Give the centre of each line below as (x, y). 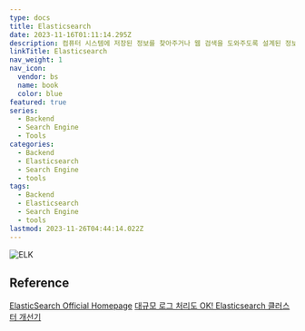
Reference (39, 282)
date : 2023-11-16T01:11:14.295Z (70, 34)
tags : (20, 187)
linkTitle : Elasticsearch (58, 52)
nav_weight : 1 (36, 60)
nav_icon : (28, 69)
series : (24, 111)
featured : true (38, 102)
